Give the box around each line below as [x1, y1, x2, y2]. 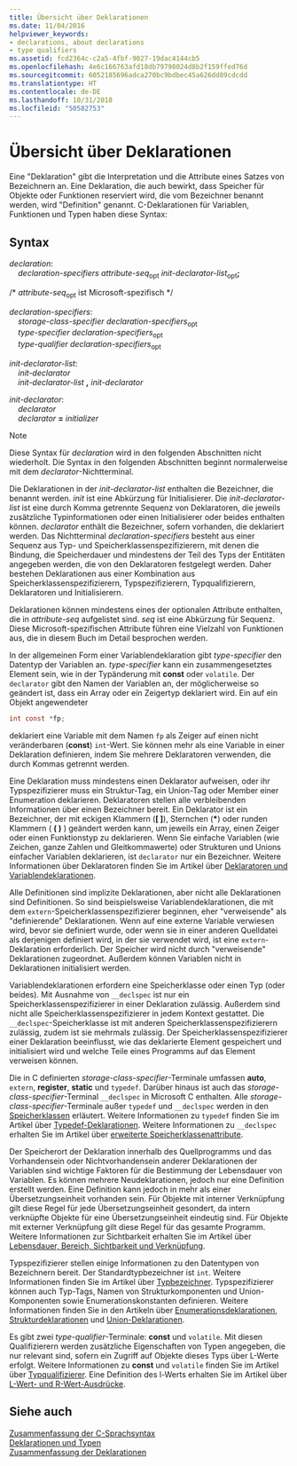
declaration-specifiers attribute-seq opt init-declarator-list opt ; [17, 268, 240, 280]
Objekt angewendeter [9, 697, 89, 707]
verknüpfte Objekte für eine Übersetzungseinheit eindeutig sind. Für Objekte [9, 1212, 289, 1223]
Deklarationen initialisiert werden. [9, 962, 131, 973]
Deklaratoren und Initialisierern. [9, 587, 124, 597]
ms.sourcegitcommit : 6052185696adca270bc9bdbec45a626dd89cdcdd [9, 71, 248, 80]
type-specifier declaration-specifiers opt [17, 327, 164, 340]
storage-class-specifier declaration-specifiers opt [17, 316, 198, 328]
